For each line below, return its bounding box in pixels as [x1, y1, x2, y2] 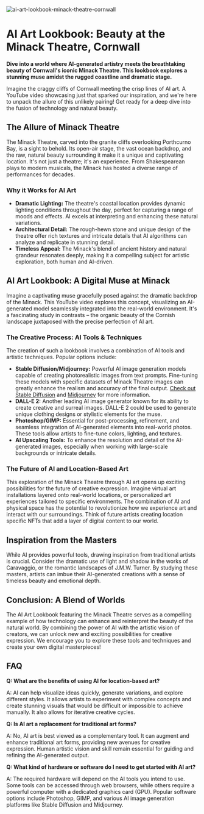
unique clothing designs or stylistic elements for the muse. [15, 410, 163, 418]
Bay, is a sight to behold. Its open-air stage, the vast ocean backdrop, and [6, 145, 192, 152]
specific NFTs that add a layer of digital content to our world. [6, 517, 159, 524]
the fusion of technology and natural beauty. [6, 104, 118, 112]
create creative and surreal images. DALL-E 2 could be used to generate [15, 404, 197, 412]
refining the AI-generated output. [6, 751, 90, 759]
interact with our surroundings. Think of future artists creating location [6, 511, 183, 518]
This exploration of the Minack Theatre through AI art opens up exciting [6, 479, 186, 486]
